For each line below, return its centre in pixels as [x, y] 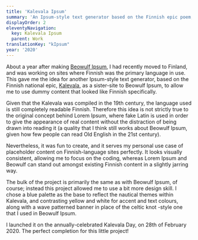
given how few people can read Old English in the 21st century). [83, 134]
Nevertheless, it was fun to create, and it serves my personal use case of [95, 145]
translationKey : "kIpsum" [38, 45]
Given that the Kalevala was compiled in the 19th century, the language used [99, 103]
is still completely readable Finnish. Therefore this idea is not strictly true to [97, 109]
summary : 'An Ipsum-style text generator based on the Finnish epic [92, 17]
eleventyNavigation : [32, 28]
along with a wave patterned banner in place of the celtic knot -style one [94, 207]
